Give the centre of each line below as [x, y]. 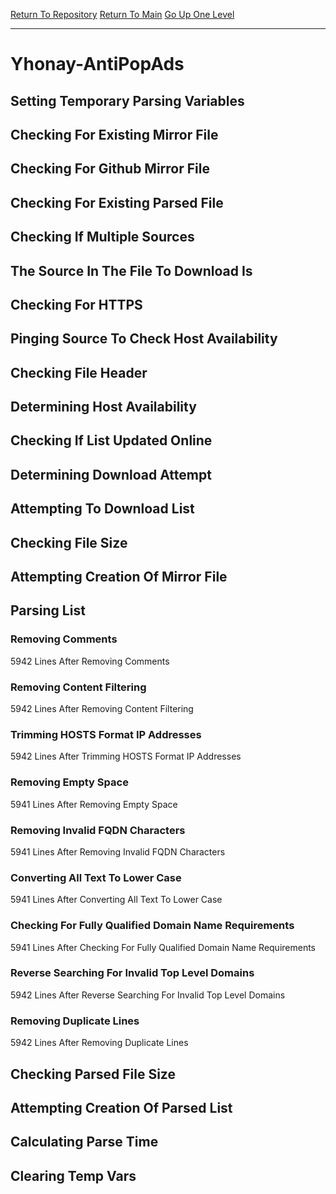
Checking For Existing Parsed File [117, 202]
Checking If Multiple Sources [102, 237]
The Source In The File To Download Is [131, 270]
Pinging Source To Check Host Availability [144, 339]
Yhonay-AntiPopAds [97, 64]
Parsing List [48, 610]
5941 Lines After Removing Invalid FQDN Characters [118, 851]
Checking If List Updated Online [111, 440]
